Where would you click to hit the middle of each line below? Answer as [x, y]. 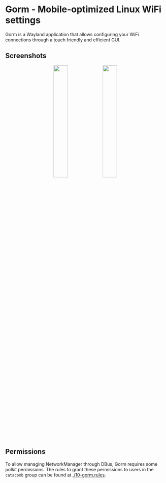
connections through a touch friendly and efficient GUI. [63, 40]
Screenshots [26, 56]
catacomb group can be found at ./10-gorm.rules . [56, 475]
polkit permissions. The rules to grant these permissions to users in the [79, 469]
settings [23, 20]
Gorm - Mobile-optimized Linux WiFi [83, 9]
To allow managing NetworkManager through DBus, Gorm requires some [81, 464]
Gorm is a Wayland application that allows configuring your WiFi [72, 34]
